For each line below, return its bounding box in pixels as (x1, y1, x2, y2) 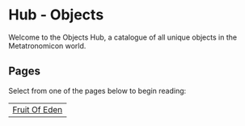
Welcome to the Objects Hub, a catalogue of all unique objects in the (8, 32, 237, 42)
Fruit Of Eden (12, 103, 63, 115)
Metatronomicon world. (8, 40, 87, 50)
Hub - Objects (8, 6, 104, 24)
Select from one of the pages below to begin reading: (8, 86, 187, 95)
